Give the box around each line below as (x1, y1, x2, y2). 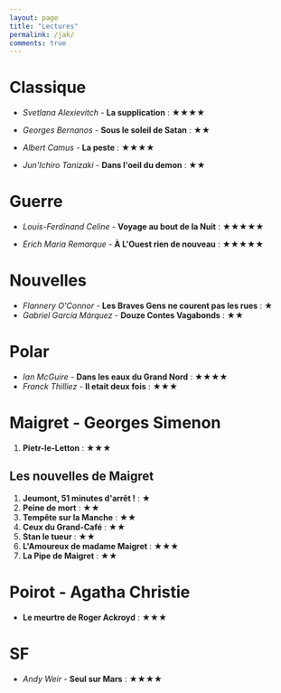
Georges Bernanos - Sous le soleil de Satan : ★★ (22, 125, 211, 136)
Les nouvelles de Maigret (9, 469, 155, 484)
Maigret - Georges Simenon (9, 413, 221, 434)
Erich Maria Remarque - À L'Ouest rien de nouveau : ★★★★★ (22, 239, 265, 249)
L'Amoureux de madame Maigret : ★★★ (22, 540, 179, 551)
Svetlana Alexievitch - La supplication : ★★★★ (22, 108, 206, 118)
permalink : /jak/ (9, 30, 75, 39)
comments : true (9, 38, 67, 48)
